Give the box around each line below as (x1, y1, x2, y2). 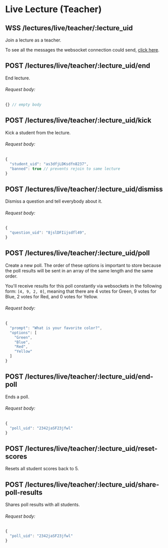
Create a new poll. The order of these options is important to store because (5, 262, 161, 268)
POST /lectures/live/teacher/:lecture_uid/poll (5, 249, 150, 257)
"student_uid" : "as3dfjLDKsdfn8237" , (10, 161, 89, 166)
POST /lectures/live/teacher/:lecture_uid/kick (5, 116, 152, 125)
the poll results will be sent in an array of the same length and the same (5, 267, 153, 273)
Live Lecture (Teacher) (5, 4, 102, 15)
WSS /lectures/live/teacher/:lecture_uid (5, 24, 133, 32)
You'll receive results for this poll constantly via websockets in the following (5, 283, 162, 289)
